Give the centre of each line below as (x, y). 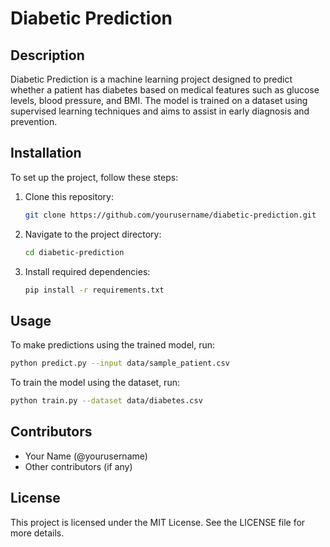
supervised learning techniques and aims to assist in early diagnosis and (160, 111)
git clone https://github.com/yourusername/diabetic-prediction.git (170, 215)
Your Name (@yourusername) (86, 456)
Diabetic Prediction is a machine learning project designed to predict (151, 79)
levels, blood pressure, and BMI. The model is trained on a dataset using (159, 100)
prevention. (34, 121)
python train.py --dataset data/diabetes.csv (106, 401)
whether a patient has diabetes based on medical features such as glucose (165, 90)
